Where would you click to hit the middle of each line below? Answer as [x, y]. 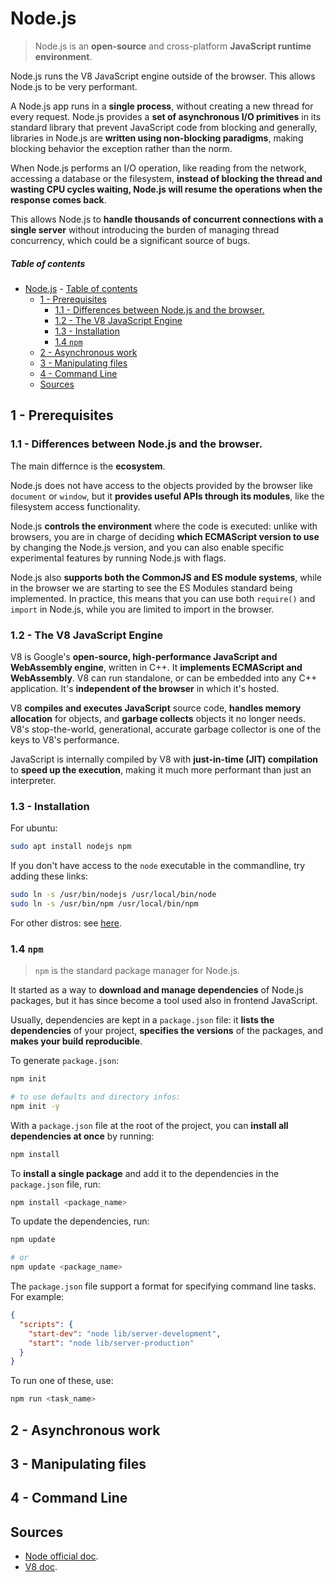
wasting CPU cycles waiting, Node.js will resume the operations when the [166, 189]
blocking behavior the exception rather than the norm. [121, 148]
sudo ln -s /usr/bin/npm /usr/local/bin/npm [104, 903]
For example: [37, 1297]
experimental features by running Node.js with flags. [118, 558]
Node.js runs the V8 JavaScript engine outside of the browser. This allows [163, 76]
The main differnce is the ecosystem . [88, 466]
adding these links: [49, 876]
